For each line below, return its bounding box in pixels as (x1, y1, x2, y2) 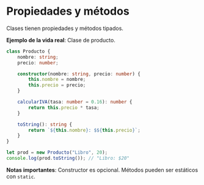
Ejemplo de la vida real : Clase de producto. (6, 36, 116, 43)
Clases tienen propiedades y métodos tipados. (6, 25, 124, 32)
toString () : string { (17, 121, 72, 127)
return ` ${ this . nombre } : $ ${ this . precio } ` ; (28, 127, 140, 133)
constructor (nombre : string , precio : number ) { (17, 70, 140, 77)
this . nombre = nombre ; (28, 77, 86, 83)
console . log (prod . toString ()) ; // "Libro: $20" (6, 155, 130, 162)
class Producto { (6, 48, 51, 55)
